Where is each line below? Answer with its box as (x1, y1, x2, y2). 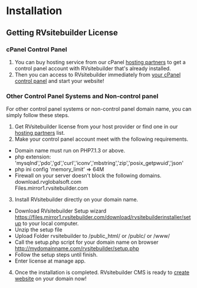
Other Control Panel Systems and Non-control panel (6, 92, 159, 100)
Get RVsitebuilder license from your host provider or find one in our (14, 123, 178, 130)
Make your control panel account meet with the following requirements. (14, 135, 189, 143)
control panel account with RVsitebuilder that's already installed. (14, 65, 171, 72)
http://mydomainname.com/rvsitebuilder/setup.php (14, 245, 140, 252)
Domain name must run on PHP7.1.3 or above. (14, 147, 126, 154)
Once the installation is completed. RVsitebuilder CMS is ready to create (14, 269, 190, 276)
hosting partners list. (14, 130, 65, 137)
